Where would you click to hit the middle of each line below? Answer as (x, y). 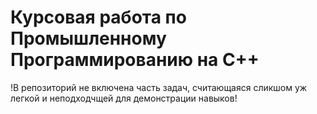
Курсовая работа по (98, 17)
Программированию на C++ (135, 60)
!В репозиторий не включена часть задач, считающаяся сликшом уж (159, 87)
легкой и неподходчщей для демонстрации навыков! (124, 98)
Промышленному (88, 38)
